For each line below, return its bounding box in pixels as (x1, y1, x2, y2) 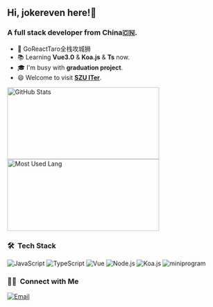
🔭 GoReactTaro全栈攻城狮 (17, 45, 92, 53)
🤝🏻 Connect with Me (7, 276, 79, 286)
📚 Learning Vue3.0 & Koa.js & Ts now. (17, 53, 130, 61)
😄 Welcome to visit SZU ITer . (17, 73, 102, 81)
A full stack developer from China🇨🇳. (7, 28, 137, 38)
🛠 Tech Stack (7, 241, 57, 251)
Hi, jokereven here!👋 (7, 7, 97, 19)
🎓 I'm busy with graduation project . (17, 63, 123, 72)
